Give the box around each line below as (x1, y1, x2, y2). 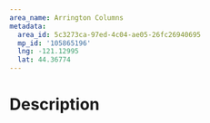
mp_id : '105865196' (17, 38, 92, 48)
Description (9, 94, 100, 115)
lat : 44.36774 (17, 55, 71, 64)
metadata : (9, 22, 47, 31)
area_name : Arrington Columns (9, 13, 125, 23)
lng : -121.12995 (17, 47, 79, 56)
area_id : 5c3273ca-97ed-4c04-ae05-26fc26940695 (17, 30, 202, 39)
